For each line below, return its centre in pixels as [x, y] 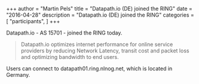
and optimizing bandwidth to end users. [70, 57]
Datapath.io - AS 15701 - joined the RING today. [64, 33]
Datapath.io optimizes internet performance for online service [97, 44]
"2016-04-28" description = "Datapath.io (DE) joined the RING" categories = [100, 15]
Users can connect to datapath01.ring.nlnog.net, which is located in [89, 69]
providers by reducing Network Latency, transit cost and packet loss [105, 51]
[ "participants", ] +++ [33, 21]
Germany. [18, 75]
